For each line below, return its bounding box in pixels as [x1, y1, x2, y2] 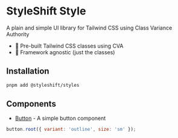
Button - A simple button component [14, 114, 106, 122]
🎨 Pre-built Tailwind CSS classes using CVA [14, 42, 124, 49]
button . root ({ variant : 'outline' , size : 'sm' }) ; [6, 127, 136, 133]
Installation [6, 66, 49, 77]
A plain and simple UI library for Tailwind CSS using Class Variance [6, 24, 173, 31]
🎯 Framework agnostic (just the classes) [14, 48, 115, 55]
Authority [6, 30, 30, 37]
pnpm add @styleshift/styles [6, 82, 80, 88]
